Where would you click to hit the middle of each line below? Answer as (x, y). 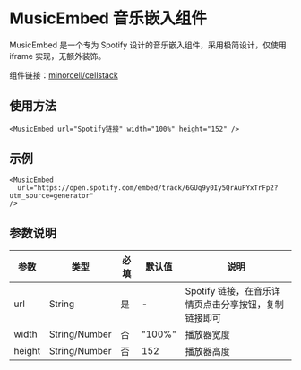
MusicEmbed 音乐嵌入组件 (108, 18)
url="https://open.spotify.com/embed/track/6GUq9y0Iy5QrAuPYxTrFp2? (148, 188)
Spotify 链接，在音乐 (228, 291)
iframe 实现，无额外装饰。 (58, 56)
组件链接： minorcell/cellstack (64, 75)
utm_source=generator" (52, 195)
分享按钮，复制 (252, 305)
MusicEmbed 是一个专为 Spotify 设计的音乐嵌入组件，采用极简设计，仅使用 (148, 45)
